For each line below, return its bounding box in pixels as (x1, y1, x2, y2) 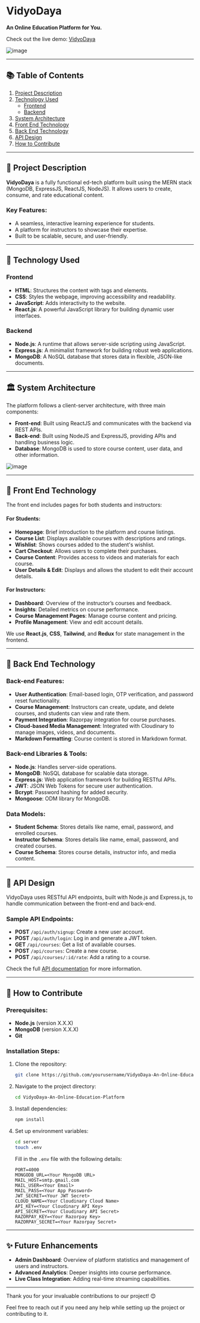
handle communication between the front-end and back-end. (6, 899, 157, 907)
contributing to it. (6, 1310, 49, 1318)
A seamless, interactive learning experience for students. (14, 219, 155, 227)
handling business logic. (14, 438, 74, 446)
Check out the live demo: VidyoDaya (6, 35, 96, 42)
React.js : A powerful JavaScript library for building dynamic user (14, 306, 174, 313)
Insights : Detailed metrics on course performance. (14, 606, 140, 613)
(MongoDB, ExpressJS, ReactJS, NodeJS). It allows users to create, (6, 185, 173, 192)
